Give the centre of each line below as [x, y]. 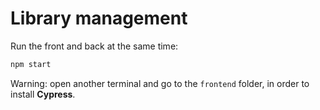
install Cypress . [43, 94]
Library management [99, 18]
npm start [31, 64]
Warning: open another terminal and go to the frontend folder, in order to [160, 83]
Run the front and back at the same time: [94, 46]
